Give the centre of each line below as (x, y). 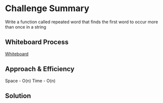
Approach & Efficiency (40, 69)
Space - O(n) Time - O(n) (30, 81)
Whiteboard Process (37, 42)
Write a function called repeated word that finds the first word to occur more (81, 22)
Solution (18, 96)
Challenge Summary (47, 8)
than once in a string (26, 27)
